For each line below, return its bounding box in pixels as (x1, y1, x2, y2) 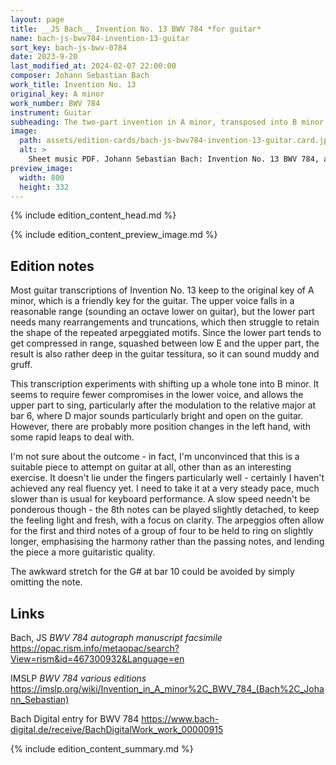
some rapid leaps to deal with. (10, 431, 135, 443)
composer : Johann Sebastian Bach (10, 71, 150, 81)
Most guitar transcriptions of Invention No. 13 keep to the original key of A (10, 284, 315, 296)
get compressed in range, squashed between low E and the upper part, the (10, 337, 320, 350)
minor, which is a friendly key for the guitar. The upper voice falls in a (10, 295, 295, 307)
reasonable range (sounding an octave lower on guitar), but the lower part (10, 306, 315, 318)
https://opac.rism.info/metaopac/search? (10, 642, 180, 654)
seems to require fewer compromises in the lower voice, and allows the (10, 389, 304, 401)
